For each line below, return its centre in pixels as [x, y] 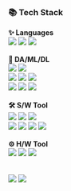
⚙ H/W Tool [28, 144]
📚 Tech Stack [36, 12]
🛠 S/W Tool [28, 105]
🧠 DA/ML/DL [29, 60]
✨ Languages [31, 33]
